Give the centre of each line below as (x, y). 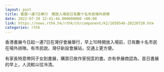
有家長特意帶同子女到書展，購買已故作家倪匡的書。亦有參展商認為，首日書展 (82, 58)
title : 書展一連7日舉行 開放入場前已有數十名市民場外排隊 (57, 14)
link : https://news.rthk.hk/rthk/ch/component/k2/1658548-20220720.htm (79, 23)
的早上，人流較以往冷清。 (31, 65)
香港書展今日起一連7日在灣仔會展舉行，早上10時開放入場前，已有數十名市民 (81, 42)
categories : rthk (23, 28)
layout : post (18, 9)
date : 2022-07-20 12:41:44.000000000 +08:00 (51, 18)
